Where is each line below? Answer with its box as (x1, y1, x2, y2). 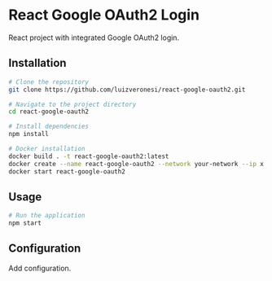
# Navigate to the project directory (8, 100, 137, 108)
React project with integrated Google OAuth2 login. (8, 33, 180, 42)
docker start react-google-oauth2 (8, 167, 126, 176)
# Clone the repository (8, 77, 90, 86)
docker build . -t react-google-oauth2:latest (8, 152, 169, 160)
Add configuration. (8, 263, 72, 273)
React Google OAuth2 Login (8, 6, 200, 24)
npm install (8, 130, 49, 138)
